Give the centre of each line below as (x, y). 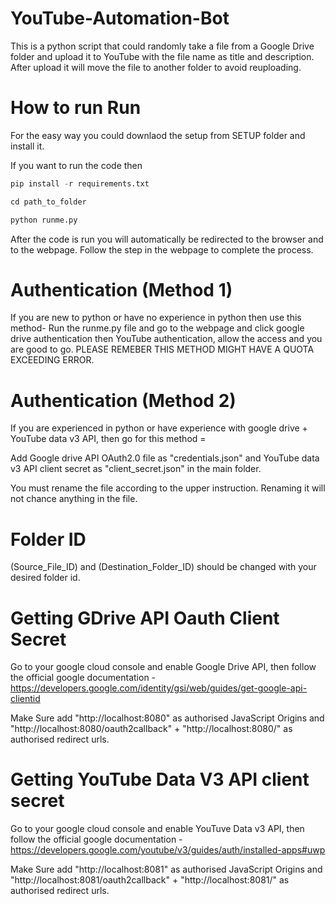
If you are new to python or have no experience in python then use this (156, 318)
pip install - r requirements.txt (80, 183)
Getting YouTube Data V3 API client (160, 779)
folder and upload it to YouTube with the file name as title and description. (162, 56)
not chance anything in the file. (74, 499)
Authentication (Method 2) (123, 400)
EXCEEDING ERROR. (52, 360)
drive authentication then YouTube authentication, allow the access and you (166, 339)
